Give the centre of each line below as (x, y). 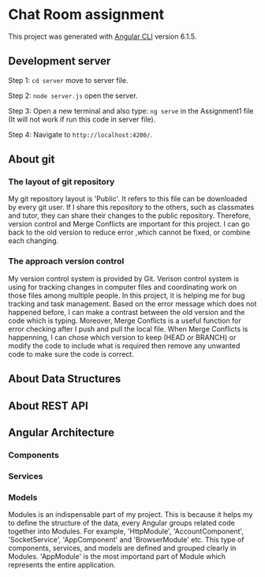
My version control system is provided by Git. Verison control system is (123, 279)
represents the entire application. (62, 565)
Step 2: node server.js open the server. (73, 96)
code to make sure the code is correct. (71, 354)
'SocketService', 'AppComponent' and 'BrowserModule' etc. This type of (126, 540)
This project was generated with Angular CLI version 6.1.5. (103, 36)
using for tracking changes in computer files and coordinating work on (123, 287)
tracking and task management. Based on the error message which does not (132, 303)
